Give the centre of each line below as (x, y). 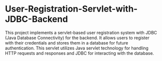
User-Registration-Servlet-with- (71, 9)
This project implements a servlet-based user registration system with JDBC (81, 32)
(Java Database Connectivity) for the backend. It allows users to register (77, 38)
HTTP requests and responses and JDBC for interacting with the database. (80, 53)
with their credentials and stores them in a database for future (66, 43)
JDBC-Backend (37, 19)
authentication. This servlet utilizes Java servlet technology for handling (77, 48)
